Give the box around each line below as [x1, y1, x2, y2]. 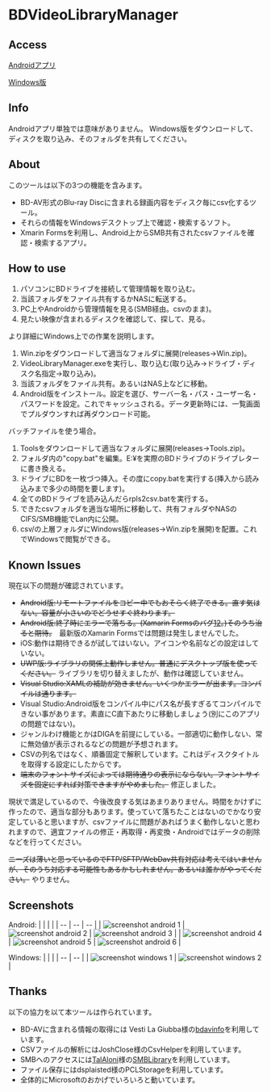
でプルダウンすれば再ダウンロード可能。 [19, 409, 155, 419]
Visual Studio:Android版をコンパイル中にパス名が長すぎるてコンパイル [19, 699, 255, 708]
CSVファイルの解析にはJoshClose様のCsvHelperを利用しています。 [19, 1044, 246, 1054]
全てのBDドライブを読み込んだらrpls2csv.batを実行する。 [19, 494, 213, 504]
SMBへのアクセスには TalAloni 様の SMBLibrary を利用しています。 [19, 1054, 235, 1064]
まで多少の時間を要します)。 [34, 484, 129, 493]
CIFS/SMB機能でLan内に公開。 [19, 514, 123, 524]
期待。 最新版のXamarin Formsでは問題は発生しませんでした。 [34, 628, 244, 638]
